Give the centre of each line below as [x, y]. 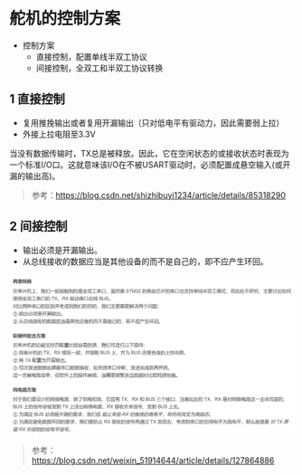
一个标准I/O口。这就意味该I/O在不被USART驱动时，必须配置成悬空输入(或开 [150, 165]
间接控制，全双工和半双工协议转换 [99, 68]
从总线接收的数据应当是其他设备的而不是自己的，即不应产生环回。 [145, 261]
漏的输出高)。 [35, 176]
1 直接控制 [38, 99]
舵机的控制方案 [65, 19]
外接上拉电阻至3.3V [59, 134]
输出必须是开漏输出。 [62, 250]
